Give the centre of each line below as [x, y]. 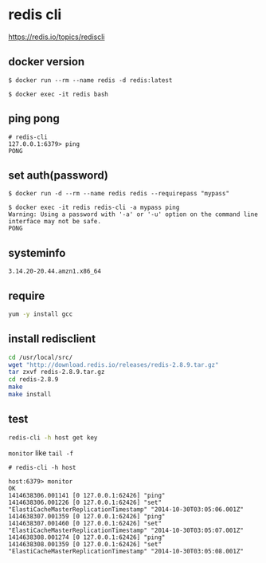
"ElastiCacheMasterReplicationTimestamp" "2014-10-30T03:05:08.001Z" [126, 551]
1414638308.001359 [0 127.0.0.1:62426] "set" [85, 544]
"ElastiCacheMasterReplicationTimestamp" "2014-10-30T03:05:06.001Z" [126, 509]
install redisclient [52, 339]
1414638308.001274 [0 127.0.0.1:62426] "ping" [87, 537]
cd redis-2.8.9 [33, 380]
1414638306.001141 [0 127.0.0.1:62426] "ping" [87, 495]
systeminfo [37, 253]
